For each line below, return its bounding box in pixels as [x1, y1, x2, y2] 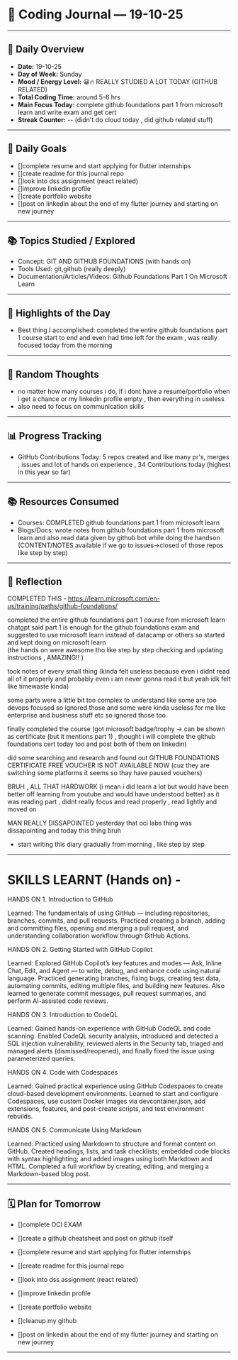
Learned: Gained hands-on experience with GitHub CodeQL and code [7, 1024, 211, 1033]
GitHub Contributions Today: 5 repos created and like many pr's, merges [17, 452, 229, 461]
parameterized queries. [7, 1054, 76, 1063]
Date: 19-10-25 [17, 62, 62, 70]
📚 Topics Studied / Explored [7, 234, 136, 247]
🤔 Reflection [7, 576, 62, 588]
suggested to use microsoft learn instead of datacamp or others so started [7, 631, 225, 640]
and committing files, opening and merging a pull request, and [7, 924, 189, 933]
